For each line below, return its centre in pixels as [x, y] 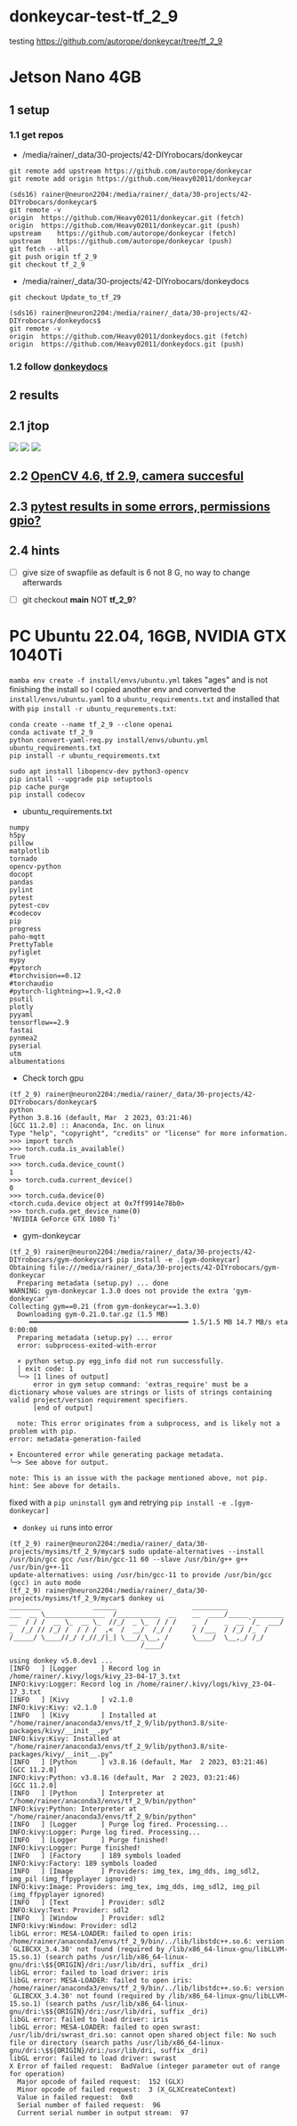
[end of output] [63, 1408]
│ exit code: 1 [45, 1369]
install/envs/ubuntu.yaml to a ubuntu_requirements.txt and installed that [144, 699]
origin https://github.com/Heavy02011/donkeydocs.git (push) [127, 344]
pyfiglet [25, 952]
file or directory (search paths [71, 2042]
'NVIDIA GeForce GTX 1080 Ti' [65, 1219]
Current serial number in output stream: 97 [103, 2113]
